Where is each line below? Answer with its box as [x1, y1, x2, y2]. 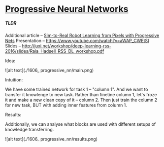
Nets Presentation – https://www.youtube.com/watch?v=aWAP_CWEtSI [5, 38, 149, 44]
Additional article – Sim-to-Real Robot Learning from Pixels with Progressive [5, 33, 160, 38]
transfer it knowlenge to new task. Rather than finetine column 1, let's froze [5, 92, 157, 98]
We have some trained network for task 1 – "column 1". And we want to [5, 86, 148, 92]
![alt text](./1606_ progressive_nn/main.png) [5, 68, 94, 73]
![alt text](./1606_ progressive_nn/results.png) [5, 136, 98, 142]
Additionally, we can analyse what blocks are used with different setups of [5, 121, 156, 127]
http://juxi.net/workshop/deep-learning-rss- [22, 43, 112, 49]
